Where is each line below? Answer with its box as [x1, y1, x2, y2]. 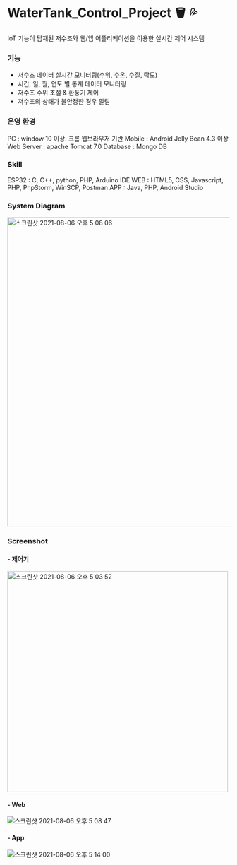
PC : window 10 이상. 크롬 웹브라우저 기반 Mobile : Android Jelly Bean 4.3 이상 [7, 134, 229, 143]
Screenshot [7, 536, 48, 546]
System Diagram [7, 201, 66, 211]
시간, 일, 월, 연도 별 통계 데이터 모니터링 [17, 80, 127, 88]
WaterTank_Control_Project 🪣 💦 [7, 5, 198, 21]
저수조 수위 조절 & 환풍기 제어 [17, 88, 99, 97]
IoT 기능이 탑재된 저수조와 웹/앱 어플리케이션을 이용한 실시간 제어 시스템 [7, 34, 205, 42]
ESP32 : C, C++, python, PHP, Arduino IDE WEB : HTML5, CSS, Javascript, [7, 175, 224, 184]
